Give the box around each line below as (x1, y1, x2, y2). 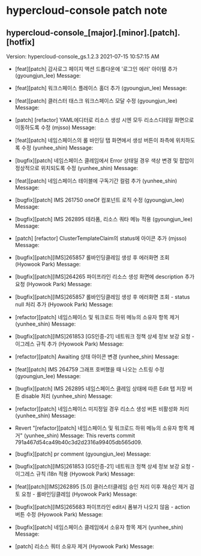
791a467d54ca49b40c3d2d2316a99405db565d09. (14, 439, 143, 445)
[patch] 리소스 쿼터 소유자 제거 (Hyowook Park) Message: (14, 543, 154, 550)
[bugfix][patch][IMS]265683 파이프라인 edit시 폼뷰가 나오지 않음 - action (14, 503, 190, 510)
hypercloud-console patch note (6, 4, 168, 17)
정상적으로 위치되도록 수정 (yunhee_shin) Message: (14, 165, 139, 171)
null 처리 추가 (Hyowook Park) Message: (14, 301, 113, 308)
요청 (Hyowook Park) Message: (14, 281, 92, 287)
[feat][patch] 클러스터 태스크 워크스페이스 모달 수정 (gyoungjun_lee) (14, 97, 178, 104)
